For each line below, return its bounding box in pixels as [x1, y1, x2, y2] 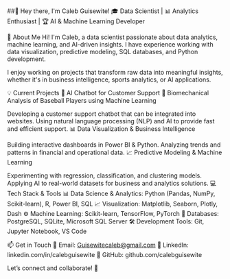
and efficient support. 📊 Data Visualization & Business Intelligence [7, 125, 196, 133]
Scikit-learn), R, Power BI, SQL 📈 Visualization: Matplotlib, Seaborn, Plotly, [7, 199, 218, 208]
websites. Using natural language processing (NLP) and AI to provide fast [7, 117, 215, 125]
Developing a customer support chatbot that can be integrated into [7, 110, 196, 118]
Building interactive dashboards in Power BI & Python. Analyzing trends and [7, 141, 221, 149]
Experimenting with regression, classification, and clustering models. [7, 171, 203, 180]
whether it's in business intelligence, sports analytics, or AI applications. [7, 75, 211, 84]
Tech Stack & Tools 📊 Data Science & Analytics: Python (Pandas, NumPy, [7, 189, 216, 197]
